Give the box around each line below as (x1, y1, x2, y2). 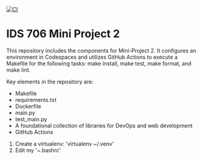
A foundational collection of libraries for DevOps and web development (15, 122, 193, 129)
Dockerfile (15, 102, 41, 110)
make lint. (6, 66, 31, 73)
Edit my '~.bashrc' (15, 146, 61, 154)
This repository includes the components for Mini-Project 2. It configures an (6, 47, 197, 54)
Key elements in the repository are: (6, 78, 94, 85)
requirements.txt (15, 96, 57, 103)
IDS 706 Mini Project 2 (6, 27, 120, 41)
